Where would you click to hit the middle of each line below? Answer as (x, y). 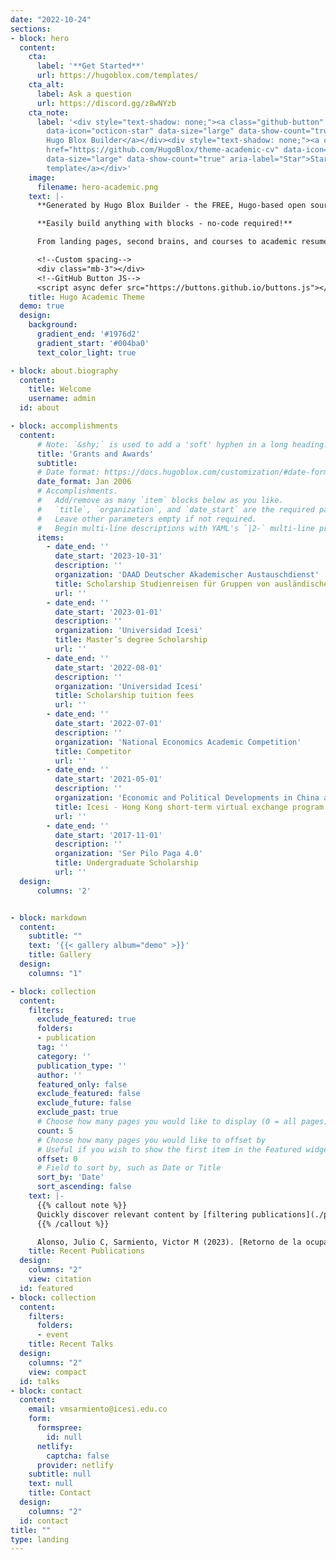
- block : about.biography (64, 371)
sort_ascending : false (84, 1187)
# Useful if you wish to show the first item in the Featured (169, 1149)
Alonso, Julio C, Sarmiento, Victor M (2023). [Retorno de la (169, 1242)
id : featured (46, 1288)
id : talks (39, 1381)
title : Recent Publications (86, 1251)
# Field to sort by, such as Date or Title (129, 1168)
